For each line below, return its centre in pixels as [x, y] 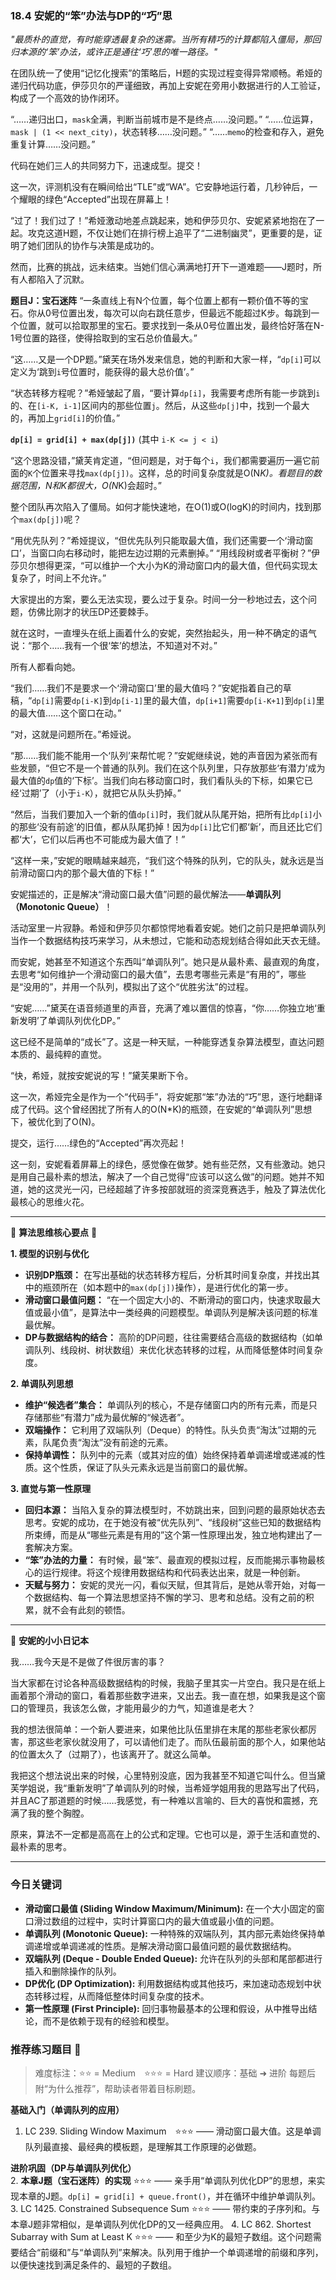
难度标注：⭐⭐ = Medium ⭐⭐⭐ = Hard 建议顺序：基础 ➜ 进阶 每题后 [175, 2073]
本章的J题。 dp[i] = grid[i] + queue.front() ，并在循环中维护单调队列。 [169, 2196]
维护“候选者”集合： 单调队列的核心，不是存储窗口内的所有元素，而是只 [171, 1405]
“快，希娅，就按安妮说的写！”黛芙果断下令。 [102, 1076]
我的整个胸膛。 [58, 1813]
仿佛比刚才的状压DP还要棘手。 [91, 612]
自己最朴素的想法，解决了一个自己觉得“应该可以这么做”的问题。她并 [167, 1177]
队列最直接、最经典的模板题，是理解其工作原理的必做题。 [143, 2146]
